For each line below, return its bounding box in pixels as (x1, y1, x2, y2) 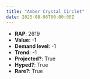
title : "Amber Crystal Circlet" (6, 8, 85, 15)
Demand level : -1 (14, 42, 57, 50)
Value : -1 (14, 36, 37, 43)
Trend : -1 (14, 49, 37, 56)
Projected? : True (14, 55, 56, 62)
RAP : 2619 (14, 30, 40, 37)
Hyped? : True (14, 61, 49, 68)
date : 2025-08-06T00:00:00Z (6, 14, 75, 20)
